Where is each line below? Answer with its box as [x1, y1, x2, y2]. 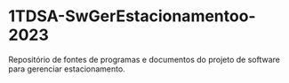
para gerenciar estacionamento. [8, 64, 125, 74]
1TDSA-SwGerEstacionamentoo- [8, 6, 256, 26]
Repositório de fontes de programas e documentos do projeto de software [8, 54, 281, 64]
